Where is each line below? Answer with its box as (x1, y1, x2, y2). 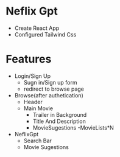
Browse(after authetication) (14, 91, 83, 99)
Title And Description (32, 117, 86, 125)
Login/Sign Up (14, 72, 51, 80)
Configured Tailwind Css (14, 30, 77, 38)
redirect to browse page (23, 85, 85, 92)
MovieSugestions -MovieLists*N (32, 124, 114, 131)
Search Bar (23, 137, 52, 144)
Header (23, 98, 43, 105)
